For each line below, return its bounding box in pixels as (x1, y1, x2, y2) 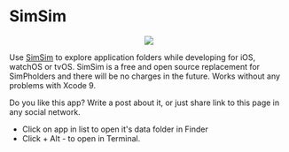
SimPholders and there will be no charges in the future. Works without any (9, 71, 281, 81)
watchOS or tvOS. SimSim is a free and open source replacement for (9, 61, 260, 72)
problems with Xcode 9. (9, 80, 96, 90)
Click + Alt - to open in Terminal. (21, 133, 141, 143)
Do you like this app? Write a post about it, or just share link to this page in (9, 97, 280, 108)
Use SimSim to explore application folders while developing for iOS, (9, 51, 256, 63)
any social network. (9, 106, 82, 117)
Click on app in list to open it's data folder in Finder (21, 124, 208, 134)
